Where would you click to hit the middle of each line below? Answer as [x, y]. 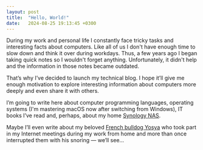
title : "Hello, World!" [38, 18]
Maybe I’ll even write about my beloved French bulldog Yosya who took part [101, 128]
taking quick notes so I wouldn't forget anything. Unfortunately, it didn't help [102, 60]
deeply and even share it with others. [53, 91]
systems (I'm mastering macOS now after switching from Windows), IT [95, 109]
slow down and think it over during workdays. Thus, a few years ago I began [102, 53]
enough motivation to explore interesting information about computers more [101, 84]
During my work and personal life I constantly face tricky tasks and [90, 41]
